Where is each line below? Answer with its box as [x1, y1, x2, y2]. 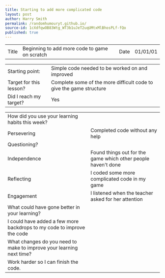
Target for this [7, 79, 40, 86]
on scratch [22, 51, 48, 58]
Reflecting [7, 176, 31, 182]
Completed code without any [90, 127, 157, 133]
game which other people [90, 155, 150, 162]
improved [51, 71, 73, 78]
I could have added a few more [7, 218, 79, 224]
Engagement [7, 193, 37, 199]
